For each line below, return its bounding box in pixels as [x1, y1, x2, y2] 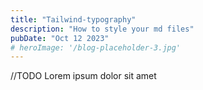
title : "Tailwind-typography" [10, 14, 137, 25]
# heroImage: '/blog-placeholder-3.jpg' [10, 42, 182, 53]
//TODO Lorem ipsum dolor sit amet [10, 70, 157, 82]
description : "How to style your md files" [10, 24, 195, 34]
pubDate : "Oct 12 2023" [10, 33, 110, 43]
